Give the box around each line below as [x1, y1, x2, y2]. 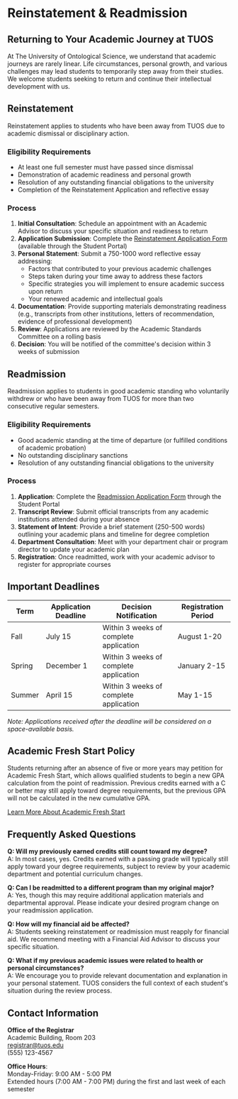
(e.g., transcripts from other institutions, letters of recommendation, [17, 310, 215, 319]
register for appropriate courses [17, 560, 111, 568]
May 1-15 [177, 690, 212, 700]
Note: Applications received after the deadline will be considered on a [7, 717, 212, 725]
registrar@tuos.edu [7, 1041, 64, 1049]
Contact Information [7, 1007, 99, 1019]
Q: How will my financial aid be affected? [7, 920, 130, 929]
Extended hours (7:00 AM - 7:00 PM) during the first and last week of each [7, 1077, 226, 1086]
